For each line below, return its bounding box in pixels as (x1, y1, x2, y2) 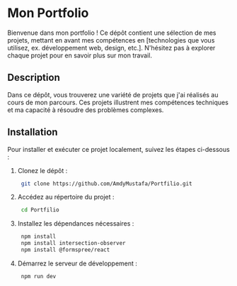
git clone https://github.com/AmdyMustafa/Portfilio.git (21, 180, 192, 187)
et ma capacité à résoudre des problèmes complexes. (7, 105, 164, 114)
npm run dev (21, 273, 57, 280)
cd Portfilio (21, 207, 59, 214)
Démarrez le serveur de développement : (17, 259, 138, 268)
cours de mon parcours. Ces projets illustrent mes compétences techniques (7, 98, 229, 106)
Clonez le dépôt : (17, 166, 68, 175)
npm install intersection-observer (21, 240, 126, 247)
